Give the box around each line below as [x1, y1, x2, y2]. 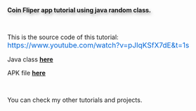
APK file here [7, 69, 46, 77]
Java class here [7, 55, 53, 64]
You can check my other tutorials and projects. [7, 96, 143, 104]
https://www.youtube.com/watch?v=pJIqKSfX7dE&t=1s [7, 40, 190, 50]
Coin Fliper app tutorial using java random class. [7, 6, 152, 14]
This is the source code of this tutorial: [7, 33, 119, 41]
